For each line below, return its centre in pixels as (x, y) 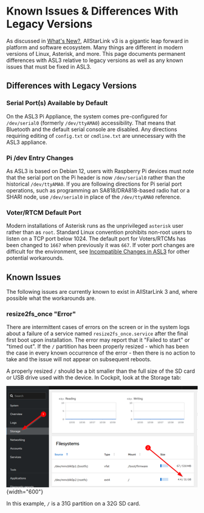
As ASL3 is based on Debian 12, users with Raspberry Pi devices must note (100, 171)
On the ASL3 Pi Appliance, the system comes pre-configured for (87, 116)
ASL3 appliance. (27, 142)
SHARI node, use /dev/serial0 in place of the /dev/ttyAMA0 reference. (94, 197)
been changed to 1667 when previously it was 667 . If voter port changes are (100, 245)
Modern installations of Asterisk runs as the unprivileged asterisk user (95, 226)
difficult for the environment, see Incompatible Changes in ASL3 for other (98, 252)
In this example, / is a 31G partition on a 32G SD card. (73, 504)
